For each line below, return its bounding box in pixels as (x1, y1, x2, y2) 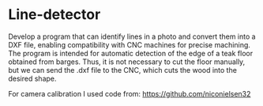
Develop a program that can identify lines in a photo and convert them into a (8, 32, 256, 41)
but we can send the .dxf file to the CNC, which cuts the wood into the (8, 65, 237, 74)
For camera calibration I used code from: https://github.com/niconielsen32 (8, 89, 251, 98)
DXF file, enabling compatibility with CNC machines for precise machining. (8, 40, 251, 49)
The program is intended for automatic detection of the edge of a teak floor (8, 48, 254, 58)
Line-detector (8, 6, 101, 24)
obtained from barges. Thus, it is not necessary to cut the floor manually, (8, 57, 246, 66)
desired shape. (8, 74, 57, 83)
